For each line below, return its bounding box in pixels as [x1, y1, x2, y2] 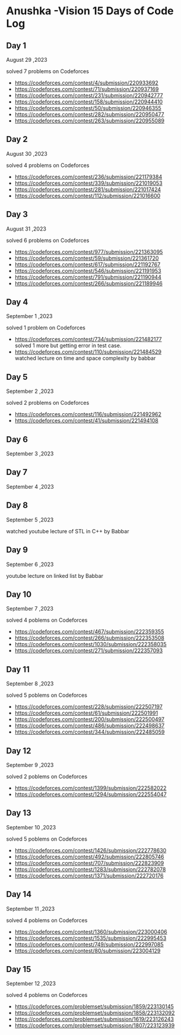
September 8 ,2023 [6, 680, 54, 687]
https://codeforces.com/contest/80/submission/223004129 [14, 947, 161, 954]
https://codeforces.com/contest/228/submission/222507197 [14, 703, 163, 710]
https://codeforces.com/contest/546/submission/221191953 [14, 267, 161, 274]
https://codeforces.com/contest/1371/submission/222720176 [14, 872, 164, 879]
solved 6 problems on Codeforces [6, 237, 90, 244]
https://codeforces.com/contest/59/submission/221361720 [14, 254, 159, 262]
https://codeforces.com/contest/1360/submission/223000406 [14, 928, 167, 935]
